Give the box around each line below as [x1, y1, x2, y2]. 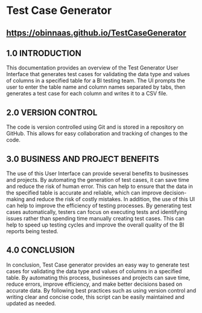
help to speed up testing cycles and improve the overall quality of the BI [6, 221, 185, 228]
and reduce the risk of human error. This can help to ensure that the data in [6, 182, 193, 190]
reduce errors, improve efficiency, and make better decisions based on [6, 280, 183, 288]
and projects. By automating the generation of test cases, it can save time [6, 176, 189, 184]
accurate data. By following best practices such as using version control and [6, 286, 197, 294]
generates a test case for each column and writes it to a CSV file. [6, 90, 168, 97]
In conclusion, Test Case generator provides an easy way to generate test [6, 261, 190, 268]
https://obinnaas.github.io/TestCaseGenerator [6, 28, 187, 38]
